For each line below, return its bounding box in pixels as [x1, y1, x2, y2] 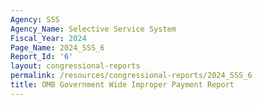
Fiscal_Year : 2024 [10, 33, 87, 43]
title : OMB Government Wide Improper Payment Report [10, 80, 235, 90]
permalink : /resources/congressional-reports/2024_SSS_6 [10, 71, 253, 81]
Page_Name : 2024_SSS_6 [10, 42, 105, 53]
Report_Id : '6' [10, 52, 74, 62]
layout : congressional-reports [10, 61, 141, 71]
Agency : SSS [10, 14, 60, 25]
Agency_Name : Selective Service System [10, 24, 177, 34]
